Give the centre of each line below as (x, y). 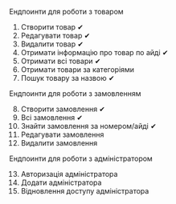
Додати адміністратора (61, 182)
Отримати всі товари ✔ (61, 61)
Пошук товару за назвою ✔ (68, 78)
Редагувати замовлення (62, 134)
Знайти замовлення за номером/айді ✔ (88, 126)
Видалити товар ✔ (52, 44)
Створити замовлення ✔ (63, 109)
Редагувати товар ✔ (55, 36)
